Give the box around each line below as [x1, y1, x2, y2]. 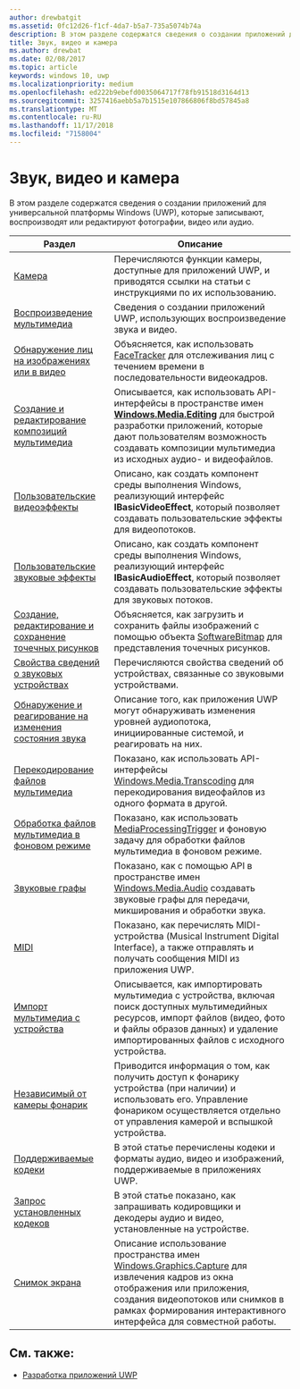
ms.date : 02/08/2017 [9, 55, 87, 63]
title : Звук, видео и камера [9, 38, 118, 47]
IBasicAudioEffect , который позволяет [113, 571, 281, 584]
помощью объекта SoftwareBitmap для [113, 630, 283, 643]
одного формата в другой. [113, 796, 228, 809]
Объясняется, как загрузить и [113, 608, 244, 620]
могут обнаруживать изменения [113, 703, 256, 716]
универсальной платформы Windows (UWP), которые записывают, [9, 206, 265, 217]
